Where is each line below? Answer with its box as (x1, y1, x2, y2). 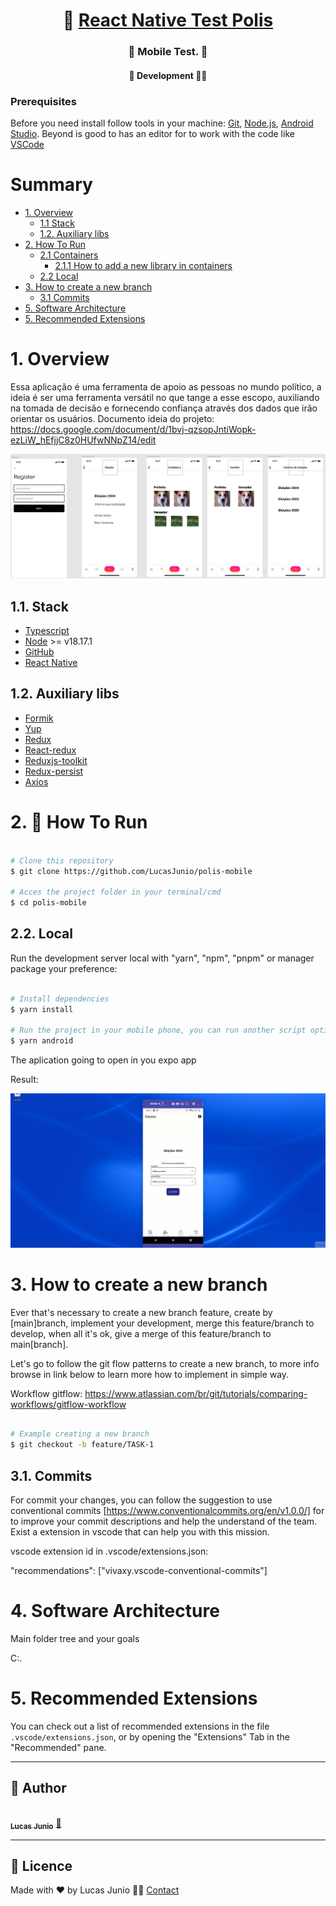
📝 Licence (10, 1857, 73, 1874)
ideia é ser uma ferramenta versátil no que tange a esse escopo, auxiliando (10, 391, 320, 403)
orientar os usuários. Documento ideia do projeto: (10, 412, 215, 424)
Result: (10, 1074, 39, 1086)
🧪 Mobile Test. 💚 (128, 45, 208, 59)
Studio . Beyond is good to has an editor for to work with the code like (10, 128, 295, 139)
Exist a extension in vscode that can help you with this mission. (10, 1526, 270, 1538)
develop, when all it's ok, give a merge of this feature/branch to (10, 1327, 272, 1339)
